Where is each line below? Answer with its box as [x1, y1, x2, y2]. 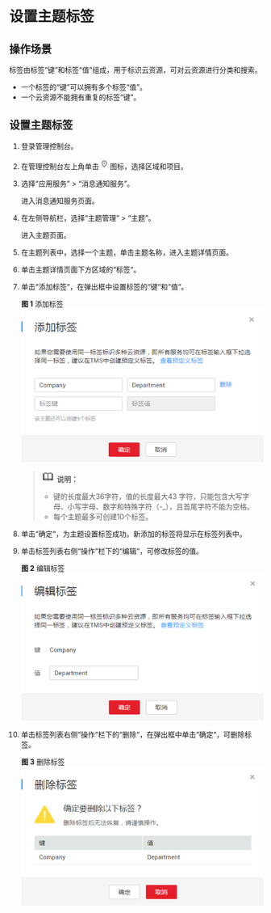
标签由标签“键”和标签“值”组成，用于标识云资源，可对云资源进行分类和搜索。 [9, 66, 262, 74]
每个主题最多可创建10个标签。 [52, 512, 152, 522]
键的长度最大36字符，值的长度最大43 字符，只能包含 [52, 492, 229, 501]
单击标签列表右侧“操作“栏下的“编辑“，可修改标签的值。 [20, 547, 204, 556]
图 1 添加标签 [20, 298, 64, 308]
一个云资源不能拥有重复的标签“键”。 [20, 92, 141, 102]
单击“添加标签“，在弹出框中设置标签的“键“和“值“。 [20, 281, 189, 291]
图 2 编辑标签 [20, 564, 65, 573]
